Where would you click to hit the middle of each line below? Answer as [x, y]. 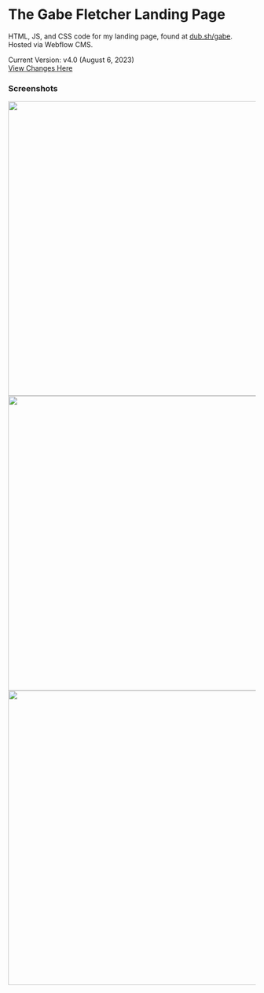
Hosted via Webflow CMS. [51, 44]
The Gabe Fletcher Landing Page [117, 15]
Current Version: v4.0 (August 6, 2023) [71, 60]
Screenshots [33, 88]
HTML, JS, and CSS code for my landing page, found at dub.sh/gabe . [121, 36]
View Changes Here [40, 68]
